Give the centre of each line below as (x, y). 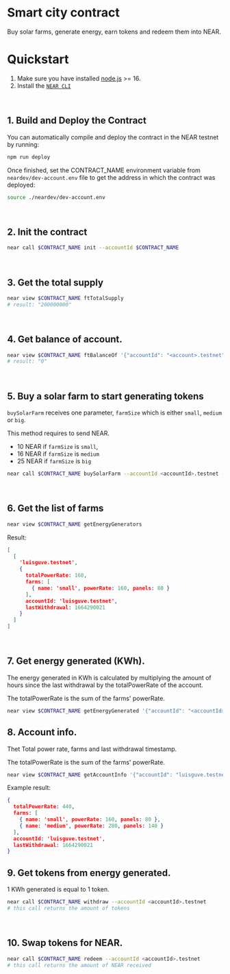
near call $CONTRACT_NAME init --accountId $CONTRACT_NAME (93, 248)
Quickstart (38, 59)
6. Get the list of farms (55, 508)
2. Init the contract (47, 232)
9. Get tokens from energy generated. (89, 873)
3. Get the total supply (55, 282)
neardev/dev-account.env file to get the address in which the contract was (111, 177)
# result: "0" (27, 362)
